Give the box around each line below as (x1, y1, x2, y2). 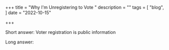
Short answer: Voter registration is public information (5, 29, 116, 35)
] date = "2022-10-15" (5, 10, 52, 16)
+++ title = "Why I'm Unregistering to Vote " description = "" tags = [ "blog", (5, 5, 164, 10)
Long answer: (5, 39, 34, 45)
